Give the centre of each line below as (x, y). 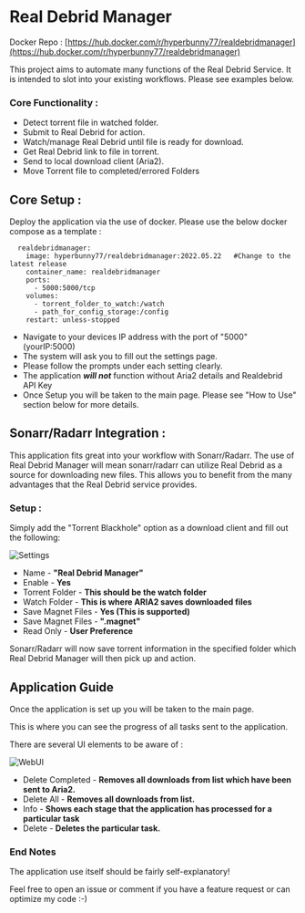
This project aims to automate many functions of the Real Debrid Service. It (150, 69)
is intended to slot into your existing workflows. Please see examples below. (152, 78)
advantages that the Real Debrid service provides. (103, 484)
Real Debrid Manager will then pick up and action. (103, 659)
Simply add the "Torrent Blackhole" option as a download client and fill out (149, 528)
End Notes (33, 852)
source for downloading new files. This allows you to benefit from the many (151, 474)
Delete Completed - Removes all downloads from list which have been (157, 779)
